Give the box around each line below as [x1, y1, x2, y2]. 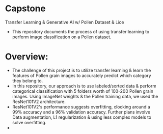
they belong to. [12, 78, 43, 83]
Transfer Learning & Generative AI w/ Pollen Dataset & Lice [5, 19, 124, 25]
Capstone [5, 3, 46, 14]
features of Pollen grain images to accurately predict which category [12, 72, 151, 79]
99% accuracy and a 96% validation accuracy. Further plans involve [12, 109, 151, 115]
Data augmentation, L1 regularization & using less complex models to [12, 114, 152, 120]
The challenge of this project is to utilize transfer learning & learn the [12, 67, 151, 73]
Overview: [5, 51, 49, 62]
